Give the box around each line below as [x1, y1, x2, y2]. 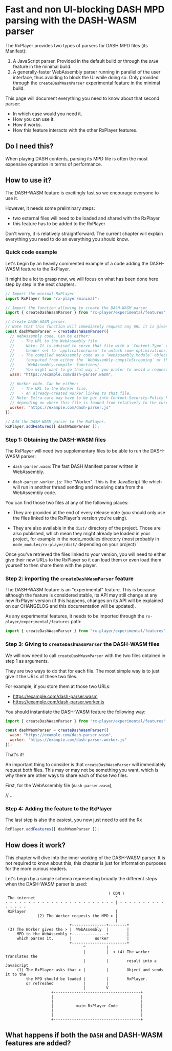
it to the [5, 972, 27, 977]
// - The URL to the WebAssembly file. [10, 338, 100, 343]
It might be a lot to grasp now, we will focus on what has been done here [5, 276, 159, 282]
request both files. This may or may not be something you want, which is [5, 767, 159, 773]
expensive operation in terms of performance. [5, 161, 102, 167]
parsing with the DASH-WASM [5, 14, 137, 26]
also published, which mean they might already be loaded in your [12, 531, 150, 537]
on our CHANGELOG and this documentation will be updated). [5, 603, 136, 609]
